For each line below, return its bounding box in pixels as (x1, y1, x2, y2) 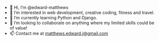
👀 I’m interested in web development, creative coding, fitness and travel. (9, 10, 155, 15)
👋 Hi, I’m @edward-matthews (9, 5, 69, 10)
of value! (9, 25, 28, 31)
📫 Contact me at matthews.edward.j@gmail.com (9, 30, 108, 36)
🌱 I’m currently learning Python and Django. (9, 15, 97, 20)
